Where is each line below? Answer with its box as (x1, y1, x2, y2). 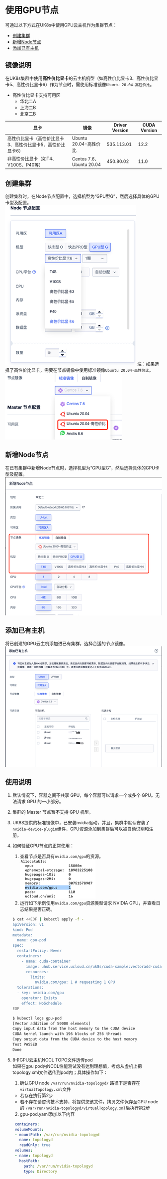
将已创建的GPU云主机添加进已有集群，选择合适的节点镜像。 (5, 640, 128, 646)
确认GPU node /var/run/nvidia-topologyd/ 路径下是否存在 (19, 1080, 141, 1086)
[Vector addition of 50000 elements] (12, 1021, 91, 1026)
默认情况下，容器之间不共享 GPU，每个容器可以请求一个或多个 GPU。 (12, 792, 156, 798)
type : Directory (23, 1169, 57, 1174)
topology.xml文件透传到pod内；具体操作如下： (12, 1069, 108, 1075)
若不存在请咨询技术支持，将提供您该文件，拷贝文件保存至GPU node (19, 1098, 159, 1104)
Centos (72, 156, 87, 162)
